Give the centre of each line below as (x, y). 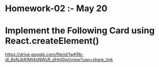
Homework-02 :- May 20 (56, 8)
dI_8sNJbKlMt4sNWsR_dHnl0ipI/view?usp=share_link (59, 60)
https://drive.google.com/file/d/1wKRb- (45, 54)
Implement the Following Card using (80, 31)
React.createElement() (52, 41)
